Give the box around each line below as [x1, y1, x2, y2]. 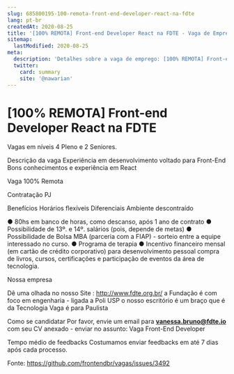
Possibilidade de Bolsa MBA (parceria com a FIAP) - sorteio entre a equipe [7, 233, 221, 241]
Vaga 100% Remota [7, 177, 64, 185]
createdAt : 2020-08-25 [7, 23, 73, 30]
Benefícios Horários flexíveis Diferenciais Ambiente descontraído [7, 204, 194, 212]
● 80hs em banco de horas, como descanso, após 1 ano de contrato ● [7, 217, 212, 226]
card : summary [19, 68, 61, 75]
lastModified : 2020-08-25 [13, 42, 89, 49]
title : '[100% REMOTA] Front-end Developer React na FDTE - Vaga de [7, 29, 210, 37]
